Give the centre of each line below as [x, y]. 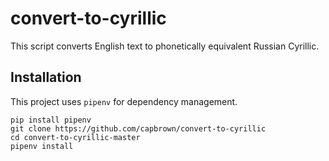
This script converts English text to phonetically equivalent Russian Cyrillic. [165, 46]
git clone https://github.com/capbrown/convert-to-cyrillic [138, 128]
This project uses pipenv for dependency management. [124, 101]
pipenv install [42, 146]
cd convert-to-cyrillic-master [75, 137]
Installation [46, 77]
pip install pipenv [51, 120]
